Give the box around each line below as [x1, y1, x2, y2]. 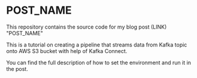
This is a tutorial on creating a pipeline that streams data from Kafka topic [6, 41, 187, 48]
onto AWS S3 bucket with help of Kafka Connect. [6, 47, 128, 54]
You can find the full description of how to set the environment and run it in [6, 59, 192, 66]
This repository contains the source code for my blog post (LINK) [6, 23, 167, 30]
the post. [6, 65, 28, 72]
